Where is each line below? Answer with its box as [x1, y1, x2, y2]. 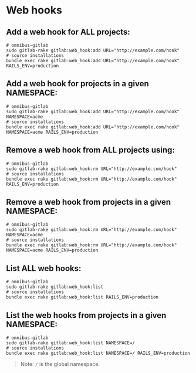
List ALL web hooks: [6, 263, 82, 273]
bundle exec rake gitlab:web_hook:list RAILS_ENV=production [6, 294, 159, 300]
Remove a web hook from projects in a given [6, 197, 171, 207]
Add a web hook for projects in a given [6, 79, 150, 89]
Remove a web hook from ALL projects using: [6, 145, 175, 155]
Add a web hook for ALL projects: [6, 27, 130, 37]
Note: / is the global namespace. [20, 361, 100, 368]
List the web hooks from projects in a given [6, 310, 167, 320]
